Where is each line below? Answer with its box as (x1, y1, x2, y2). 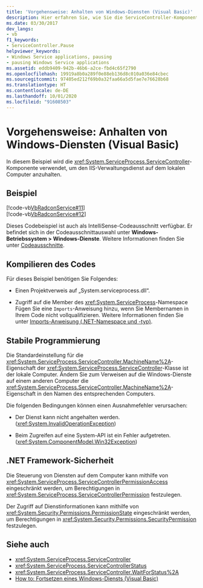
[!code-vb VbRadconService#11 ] (6, 204, 86, 212)
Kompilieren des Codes (6, 259, 96, 269)
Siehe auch (6, 540, 50, 550)
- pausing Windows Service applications (6, 59, 110, 65)
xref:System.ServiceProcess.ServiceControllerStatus (14, 562, 147, 569)
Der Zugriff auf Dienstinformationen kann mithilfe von (6, 503, 139, 510)
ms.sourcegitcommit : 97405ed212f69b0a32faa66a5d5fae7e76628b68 (6, 76, 169, 82)
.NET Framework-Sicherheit (6, 456, 114, 466)
